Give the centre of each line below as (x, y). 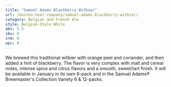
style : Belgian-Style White (35, 24)
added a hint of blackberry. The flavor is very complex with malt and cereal (84, 63)
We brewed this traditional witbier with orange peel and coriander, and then (85, 57)
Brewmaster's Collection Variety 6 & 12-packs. (54, 79)
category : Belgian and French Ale (42, 19)
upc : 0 (12, 43)
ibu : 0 (12, 34)
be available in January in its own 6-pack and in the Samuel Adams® (78, 74)
